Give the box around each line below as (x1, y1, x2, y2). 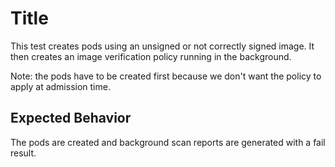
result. (10, 147, 37, 159)
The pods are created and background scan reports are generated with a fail (10, 136, 326, 148)
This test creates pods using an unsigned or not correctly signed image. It (10, 40, 315, 52)
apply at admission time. (10, 80, 111, 92)
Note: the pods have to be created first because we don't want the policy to (10, 70, 322, 82)
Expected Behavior (10, 110, 132, 127)
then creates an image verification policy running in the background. (10, 50, 292, 62)
